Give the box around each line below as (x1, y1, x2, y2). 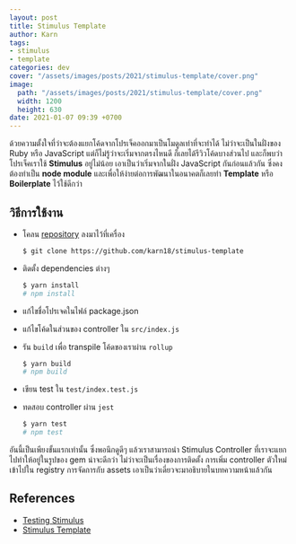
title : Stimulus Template (9, 22, 106, 31)
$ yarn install (22, 280, 80, 290)
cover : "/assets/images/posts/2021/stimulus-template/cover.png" (9, 72, 258, 81)
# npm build (22, 367, 67, 377)
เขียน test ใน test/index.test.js (22, 383, 139, 395)
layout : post (9, 13, 58, 22)
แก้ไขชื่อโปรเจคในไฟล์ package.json (22, 305, 139, 316)
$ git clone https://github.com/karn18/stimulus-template (22, 246, 244, 256)
